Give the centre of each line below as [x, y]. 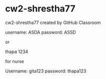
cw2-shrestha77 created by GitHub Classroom [53, 22]
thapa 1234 [17, 51]
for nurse [14, 61]
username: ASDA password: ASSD [40, 32]
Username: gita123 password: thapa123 [46, 71]
